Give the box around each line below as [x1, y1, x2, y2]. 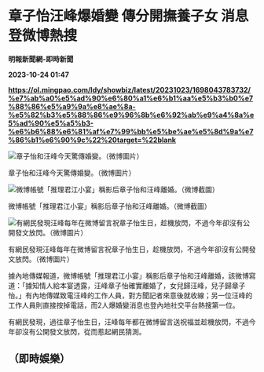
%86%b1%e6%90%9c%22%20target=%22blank [8, 135, 177, 144]
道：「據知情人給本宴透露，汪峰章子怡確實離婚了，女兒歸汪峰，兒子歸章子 [8, 280, 246, 290]
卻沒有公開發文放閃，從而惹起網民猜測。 [14, 326, 146, 336]
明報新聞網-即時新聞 [8, 54, 74, 64]
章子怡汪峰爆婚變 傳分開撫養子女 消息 [8, 7, 249, 25]
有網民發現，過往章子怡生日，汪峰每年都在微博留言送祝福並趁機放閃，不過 [8, 317, 249, 326]
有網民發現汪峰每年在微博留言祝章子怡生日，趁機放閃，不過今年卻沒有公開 [8, 244, 249, 253]
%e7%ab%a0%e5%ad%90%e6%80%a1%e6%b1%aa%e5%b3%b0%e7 [8, 93, 254, 103]
